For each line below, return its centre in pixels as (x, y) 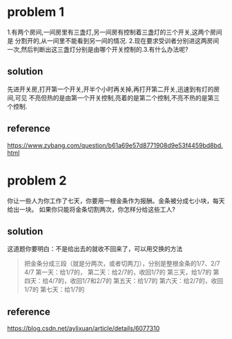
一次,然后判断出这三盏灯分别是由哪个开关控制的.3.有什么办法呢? (98, 49)
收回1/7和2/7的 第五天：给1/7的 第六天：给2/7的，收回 (147, 281)
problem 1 (36, 12)
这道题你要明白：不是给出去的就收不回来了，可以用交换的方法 (95, 249)
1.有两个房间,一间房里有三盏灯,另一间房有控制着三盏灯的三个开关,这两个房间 (115, 32)
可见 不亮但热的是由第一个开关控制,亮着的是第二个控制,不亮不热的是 (112, 98)
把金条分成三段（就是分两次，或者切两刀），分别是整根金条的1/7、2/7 (122, 264)
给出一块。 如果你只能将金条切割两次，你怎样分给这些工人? (91, 209)
